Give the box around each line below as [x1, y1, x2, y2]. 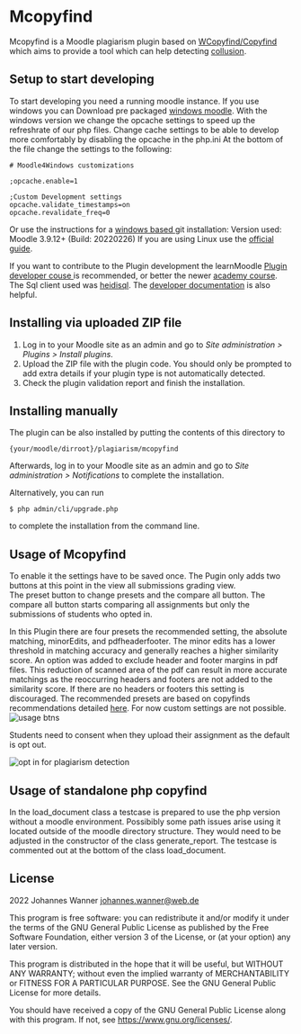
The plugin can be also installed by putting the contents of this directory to [9, 427, 286, 438]
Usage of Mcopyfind [9, 546, 127, 562]
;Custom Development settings [9, 192, 123, 202]
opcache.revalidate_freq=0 [9, 208, 111, 217]
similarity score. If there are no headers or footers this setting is [9, 684, 245, 695]
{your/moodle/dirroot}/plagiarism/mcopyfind [9, 445, 179, 454]
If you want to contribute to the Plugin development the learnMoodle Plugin [9, 260, 288, 271]
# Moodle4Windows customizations [9, 160, 135, 170]
